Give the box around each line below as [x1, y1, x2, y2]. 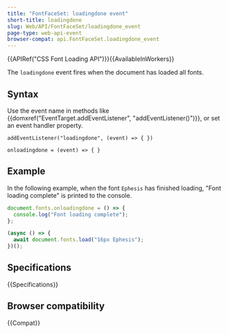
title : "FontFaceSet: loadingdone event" [7, 10, 129, 17]
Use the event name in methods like [7, 106, 109, 115]
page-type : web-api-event [7, 29, 82, 37]
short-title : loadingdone [7, 17, 82, 24]
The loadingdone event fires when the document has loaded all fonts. [7, 68, 204, 77]
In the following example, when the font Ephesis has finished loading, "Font [7, 184, 222, 192]
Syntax [7, 88, 39, 100]
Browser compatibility [7, 300, 105, 312]
